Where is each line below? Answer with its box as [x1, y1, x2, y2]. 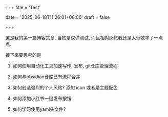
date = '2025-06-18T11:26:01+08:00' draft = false [5, 14, 110, 20]
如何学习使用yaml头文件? [12, 106, 66, 112]
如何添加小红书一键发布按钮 [12, 96, 72, 101]
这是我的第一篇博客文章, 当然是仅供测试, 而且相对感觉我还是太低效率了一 [5, 35, 159, 40]
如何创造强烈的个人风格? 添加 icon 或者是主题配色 [12, 84, 118, 90]
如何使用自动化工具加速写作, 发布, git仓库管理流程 [12, 63, 118, 68]
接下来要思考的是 [5, 52, 41, 58]
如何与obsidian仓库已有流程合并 [12, 74, 80, 80]
